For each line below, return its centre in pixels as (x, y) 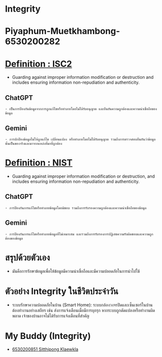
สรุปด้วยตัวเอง (27, 258)
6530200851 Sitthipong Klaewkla (45, 349)
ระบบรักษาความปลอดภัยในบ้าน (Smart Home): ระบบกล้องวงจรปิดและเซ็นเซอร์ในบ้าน (82, 305)
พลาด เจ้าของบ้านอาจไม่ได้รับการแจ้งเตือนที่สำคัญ (51, 316)
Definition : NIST (39, 163)
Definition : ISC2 (39, 64)
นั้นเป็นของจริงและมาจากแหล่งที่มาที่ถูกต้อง (33, 143)
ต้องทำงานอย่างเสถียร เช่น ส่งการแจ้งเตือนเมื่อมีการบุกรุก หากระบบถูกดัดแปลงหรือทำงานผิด (83, 310)
